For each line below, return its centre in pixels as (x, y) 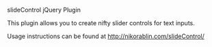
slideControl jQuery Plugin (44, 10)
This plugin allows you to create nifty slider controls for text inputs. (101, 23)
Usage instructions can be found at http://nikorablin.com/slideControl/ (106, 36)
